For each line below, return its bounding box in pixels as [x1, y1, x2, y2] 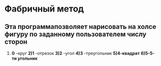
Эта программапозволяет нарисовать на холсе [4, 23, 157, 31]
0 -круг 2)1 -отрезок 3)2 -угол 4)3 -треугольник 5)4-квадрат [11, 51, 140, 56]
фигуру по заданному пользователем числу [4, 30, 146, 38]
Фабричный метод [4, 3, 84, 14]
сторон [4, 38, 28, 46]
